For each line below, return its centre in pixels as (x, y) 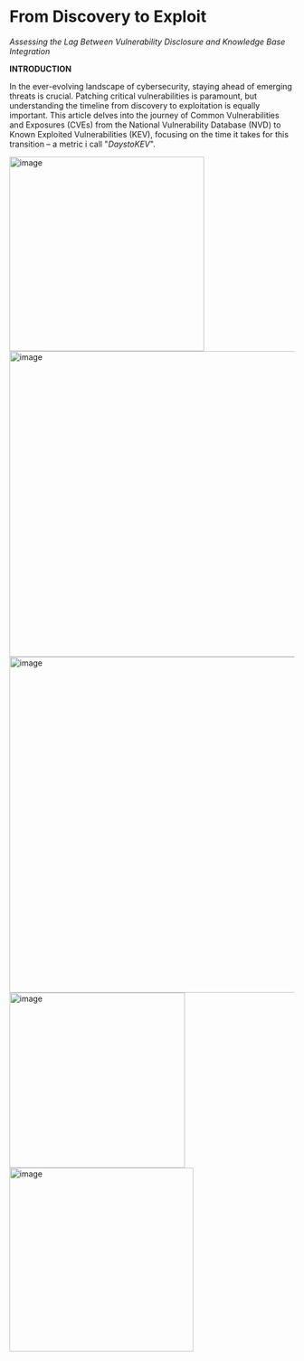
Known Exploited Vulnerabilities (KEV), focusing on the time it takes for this (149, 134)
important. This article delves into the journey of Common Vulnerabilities (144, 115)
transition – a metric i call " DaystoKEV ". (82, 144)
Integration (30, 51)
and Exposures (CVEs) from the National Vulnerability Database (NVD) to (145, 125)
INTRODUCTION (41, 69)
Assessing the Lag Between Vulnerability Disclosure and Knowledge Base (147, 42)
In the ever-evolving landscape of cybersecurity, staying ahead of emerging (151, 86)
